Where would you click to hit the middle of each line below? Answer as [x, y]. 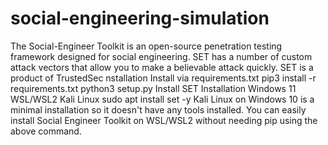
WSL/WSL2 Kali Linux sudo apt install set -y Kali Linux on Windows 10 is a [162, 99]
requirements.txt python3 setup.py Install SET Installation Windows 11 [153, 88]
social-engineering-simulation [140, 18]
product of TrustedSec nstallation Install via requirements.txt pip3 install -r [163, 78]
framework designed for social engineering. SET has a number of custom [161, 56]
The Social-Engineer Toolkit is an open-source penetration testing [146, 46]
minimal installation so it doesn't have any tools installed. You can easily [158, 109]
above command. [46, 131]
